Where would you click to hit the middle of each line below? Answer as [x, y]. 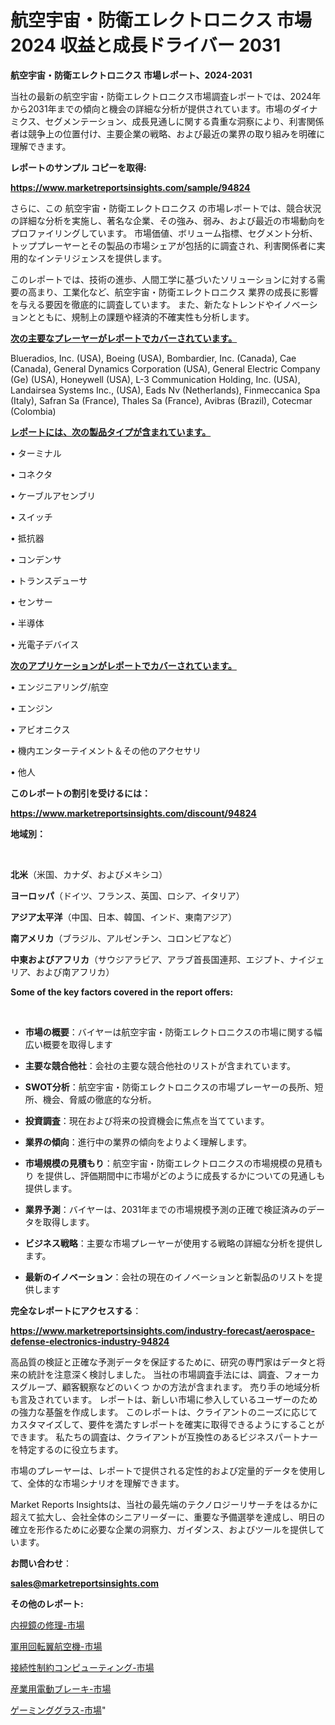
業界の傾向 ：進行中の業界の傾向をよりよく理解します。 [138, 1142]
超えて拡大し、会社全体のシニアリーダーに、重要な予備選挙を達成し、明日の [167, 1517]
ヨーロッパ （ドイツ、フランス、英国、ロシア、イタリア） [127, 895]
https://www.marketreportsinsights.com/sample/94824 [130, 187]
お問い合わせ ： [41, 1563]
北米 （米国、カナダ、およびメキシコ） [89, 874]
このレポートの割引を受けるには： [80, 793]
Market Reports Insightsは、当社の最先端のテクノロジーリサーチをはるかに [164, 1504]
